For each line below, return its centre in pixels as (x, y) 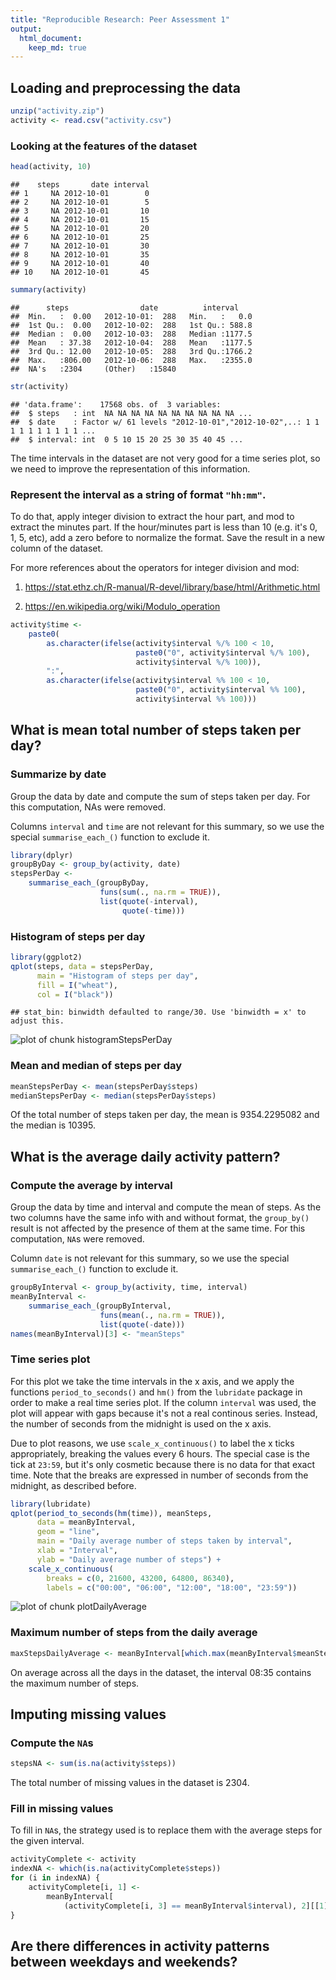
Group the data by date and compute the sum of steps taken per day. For (160, 796)
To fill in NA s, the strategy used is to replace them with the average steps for (166, 1830)
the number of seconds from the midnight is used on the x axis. (141, 1423)
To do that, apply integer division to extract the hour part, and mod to (152, 517)
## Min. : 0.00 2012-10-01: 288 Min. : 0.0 (131, 316)
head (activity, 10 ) (51, 167)
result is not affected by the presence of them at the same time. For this (158, 1228)
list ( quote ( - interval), (149, 901)
